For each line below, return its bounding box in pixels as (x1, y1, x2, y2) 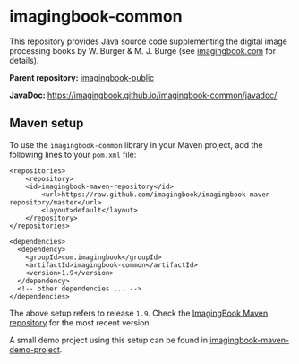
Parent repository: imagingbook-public (9, 72, 155, 82)
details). (9, 55, 39, 65)
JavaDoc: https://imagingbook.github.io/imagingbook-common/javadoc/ (9, 90, 278, 100)
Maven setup (9, 116, 84, 131)
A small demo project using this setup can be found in (9, 334, 209, 345)
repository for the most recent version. (9, 316, 152, 328)
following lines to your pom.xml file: (9, 149, 137, 160)
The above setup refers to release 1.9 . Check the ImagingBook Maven (9, 308, 269, 318)
